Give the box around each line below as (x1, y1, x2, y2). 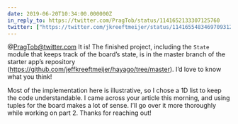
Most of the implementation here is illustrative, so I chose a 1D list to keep (7, 86, 222, 95)
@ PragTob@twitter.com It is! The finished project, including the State (7, 43, 210, 51)
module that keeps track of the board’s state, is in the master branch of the (7, 50, 225, 58)
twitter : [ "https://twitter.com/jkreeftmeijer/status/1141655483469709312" (7, 23, 236, 30)
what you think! (7, 73, 52, 81)
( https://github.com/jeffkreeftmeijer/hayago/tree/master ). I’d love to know (7, 65, 222, 74)
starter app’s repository (7, 58, 76, 66)
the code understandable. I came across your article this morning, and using (7, 94, 230, 102)
